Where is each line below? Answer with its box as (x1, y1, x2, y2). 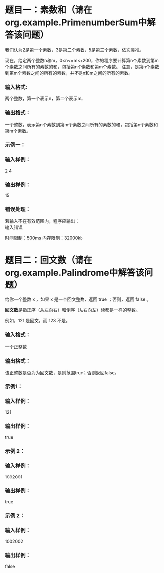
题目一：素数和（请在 (5, 4, 93, 16)
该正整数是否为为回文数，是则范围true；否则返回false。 (5, 369, 119, 376)
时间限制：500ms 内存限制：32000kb (5, 235, 83, 241)
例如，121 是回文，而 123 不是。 (5, 318, 71, 324)
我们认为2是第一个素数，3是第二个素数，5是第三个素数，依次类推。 (5, 47, 144, 53)
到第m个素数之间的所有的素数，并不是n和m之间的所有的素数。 (5, 70, 133, 76)
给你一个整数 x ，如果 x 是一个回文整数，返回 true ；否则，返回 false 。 (5, 296, 151, 302)
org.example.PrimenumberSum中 (5, 17, 147, 28)
